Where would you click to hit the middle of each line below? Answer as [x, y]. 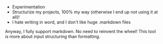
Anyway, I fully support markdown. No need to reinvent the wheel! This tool [81, 31]
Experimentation [28, 7]
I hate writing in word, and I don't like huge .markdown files [71, 22]
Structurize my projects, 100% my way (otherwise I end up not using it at [85, 12]
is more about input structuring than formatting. [53, 36]
